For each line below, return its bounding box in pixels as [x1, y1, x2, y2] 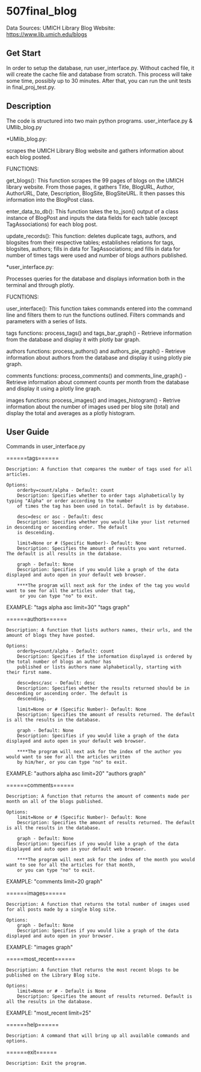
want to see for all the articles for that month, [6, 862, 136, 868]
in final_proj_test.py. [6, 83, 56, 91]
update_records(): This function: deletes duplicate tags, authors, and [6, 232, 177, 239]
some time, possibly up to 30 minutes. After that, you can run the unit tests [6, 77, 191, 84]
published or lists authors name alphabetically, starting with [17, 664, 182, 670]
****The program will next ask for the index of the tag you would [17, 583, 190, 589]
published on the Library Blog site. [6, 972, 101, 978]
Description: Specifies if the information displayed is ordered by [17, 654, 193, 660]
